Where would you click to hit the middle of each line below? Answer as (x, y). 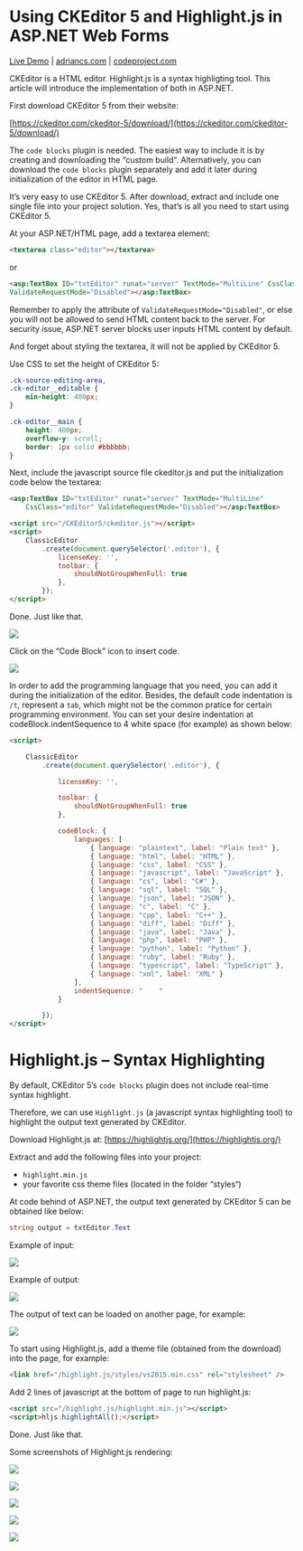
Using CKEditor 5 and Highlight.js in (146, 17)
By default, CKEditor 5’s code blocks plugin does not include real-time (139, 1085)
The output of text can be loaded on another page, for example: (128, 1314)
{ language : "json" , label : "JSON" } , (163, 898)
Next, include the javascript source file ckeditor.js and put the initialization (147, 473)
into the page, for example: (60, 1358)
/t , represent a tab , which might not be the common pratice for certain (141, 705)
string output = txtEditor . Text (70, 1228)
